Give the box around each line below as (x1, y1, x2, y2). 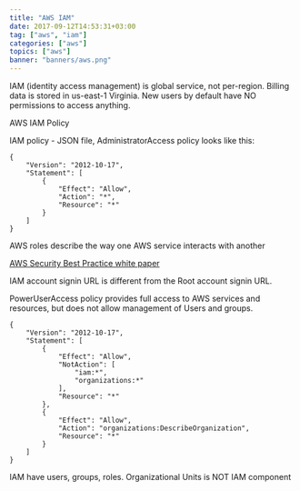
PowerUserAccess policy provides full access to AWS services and (9, 293, 261, 304)
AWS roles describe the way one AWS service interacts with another (9, 240, 265, 251)
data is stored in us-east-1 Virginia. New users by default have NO (9, 90, 256, 101)
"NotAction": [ (57, 360, 116, 369)
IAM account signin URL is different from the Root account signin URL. (9, 276, 273, 286)
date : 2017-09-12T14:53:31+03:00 (9, 22, 136, 31)
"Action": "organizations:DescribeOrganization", (57, 424, 250, 433)
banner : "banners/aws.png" (9, 55, 112, 65)
